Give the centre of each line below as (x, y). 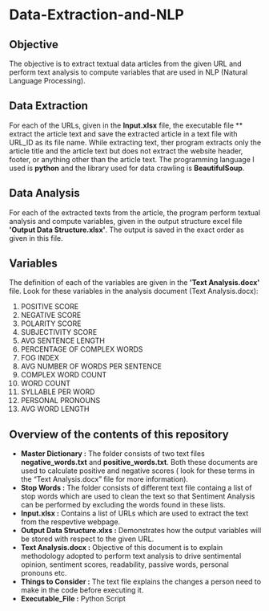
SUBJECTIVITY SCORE (59, 332)
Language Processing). (48, 81)
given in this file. (36, 238)
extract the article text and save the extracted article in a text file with (124, 133)
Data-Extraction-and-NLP (97, 15)
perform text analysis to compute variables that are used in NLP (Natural (128, 72)
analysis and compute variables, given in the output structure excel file (126, 221)
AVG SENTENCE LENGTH (62, 341)
